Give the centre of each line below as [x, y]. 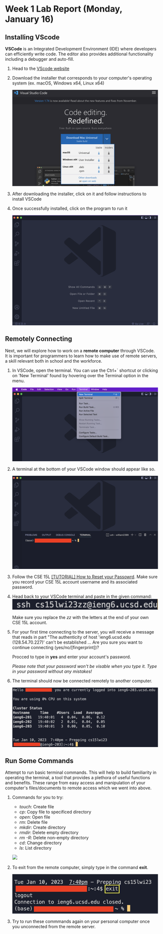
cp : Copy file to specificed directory [55, 812]
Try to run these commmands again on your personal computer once [81, 921]
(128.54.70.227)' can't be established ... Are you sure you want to [77, 642]
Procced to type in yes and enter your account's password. [71, 657]
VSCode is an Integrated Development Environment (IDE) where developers [81, 49]
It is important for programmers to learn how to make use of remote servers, [81, 356]
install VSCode [27, 199]
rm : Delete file [33, 822]
